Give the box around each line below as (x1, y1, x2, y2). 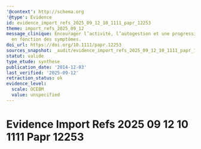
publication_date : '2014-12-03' (6, 64, 87, 70)
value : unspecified (11, 92, 60, 98)
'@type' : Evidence (6, 14, 52, 20)
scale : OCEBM (11, 86, 44, 92)
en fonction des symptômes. (11, 36, 82, 42)
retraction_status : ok (6, 75, 63, 81)
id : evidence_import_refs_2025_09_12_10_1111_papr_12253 (6, 20, 151, 26)
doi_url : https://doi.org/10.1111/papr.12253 (6, 42, 121, 48)
